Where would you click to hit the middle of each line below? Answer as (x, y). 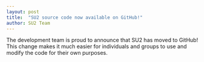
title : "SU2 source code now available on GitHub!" (75, 17)
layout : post (23, 12)
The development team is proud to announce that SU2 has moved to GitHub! (102, 40)
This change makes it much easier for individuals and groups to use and (97, 46)
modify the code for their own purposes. (57, 53)
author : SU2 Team (28, 23)
